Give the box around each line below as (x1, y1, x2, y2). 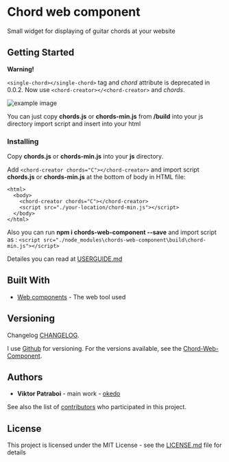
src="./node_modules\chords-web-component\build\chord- (43, 237, 206, 244)
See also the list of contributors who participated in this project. (7, 403, 187, 411)
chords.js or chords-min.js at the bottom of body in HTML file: (7, 173, 186, 181)
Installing (7, 137, 39, 146)
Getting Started (7, 47, 75, 58)
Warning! (7, 65, 34, 73)
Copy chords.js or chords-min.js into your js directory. (7, 152, 164, 161)
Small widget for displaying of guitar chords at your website (7, 27, 176, 35)
